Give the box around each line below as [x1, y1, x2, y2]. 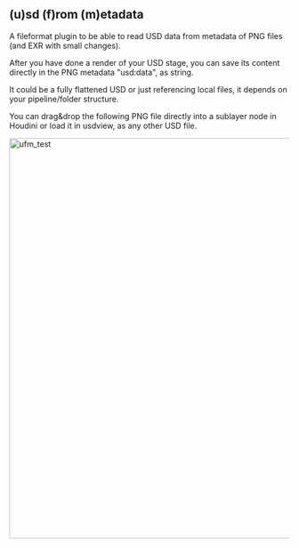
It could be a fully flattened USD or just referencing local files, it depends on [9, 84, 287, 94]
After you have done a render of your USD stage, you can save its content [9, 57, 280, 68]
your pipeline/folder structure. [9, 93, 119, 104]
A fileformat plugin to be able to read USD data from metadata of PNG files [9, 30, 283, 41]
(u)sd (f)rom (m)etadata [9, 7, 144, 22]
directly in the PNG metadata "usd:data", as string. [9, 67, 194, 77]
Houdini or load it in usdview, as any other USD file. [9, 120, 198, 131]
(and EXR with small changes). [9, 40, 122, 51]
